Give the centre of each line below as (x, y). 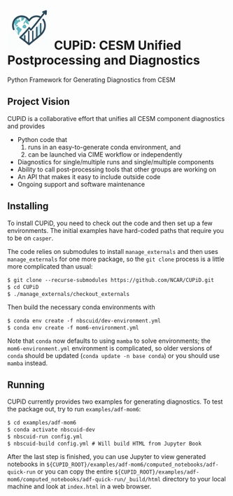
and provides (26, 126)
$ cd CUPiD (23, 287)
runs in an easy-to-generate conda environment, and (104, 147)
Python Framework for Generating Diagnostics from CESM (92, 80)
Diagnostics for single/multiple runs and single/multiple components (116, 162)
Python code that (42, 139)
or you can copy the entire (75, 472)
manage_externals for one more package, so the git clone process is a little (116, 259)
